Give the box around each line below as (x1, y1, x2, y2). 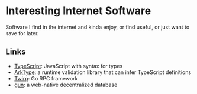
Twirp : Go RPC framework (14, 75, 78, 82)
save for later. (5, 29, 39, 36)
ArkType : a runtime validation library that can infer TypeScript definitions (14, 69, 192, 76)
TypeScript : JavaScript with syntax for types (14, 62, 123, 69)
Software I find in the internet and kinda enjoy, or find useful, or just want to (5, 23, 190, 31)
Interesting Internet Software (5, 4, 151, 18)
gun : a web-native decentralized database (14, 81, 118, 88)
